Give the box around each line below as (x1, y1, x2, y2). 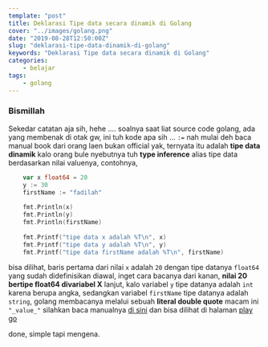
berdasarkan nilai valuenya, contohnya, (8, 157, 138, 167)
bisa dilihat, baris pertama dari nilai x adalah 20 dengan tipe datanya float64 (8, 263, 259, 272)
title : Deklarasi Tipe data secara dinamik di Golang (8, 19, 193, 27)
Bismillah (8, 105, 46, 116)
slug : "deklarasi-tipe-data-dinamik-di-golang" (8, 42, 171, 50)
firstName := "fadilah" (22, 188, 103, 197)
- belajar (22, 64, 56, 72)
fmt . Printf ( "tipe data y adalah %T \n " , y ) (22, 240, 167, 249)
